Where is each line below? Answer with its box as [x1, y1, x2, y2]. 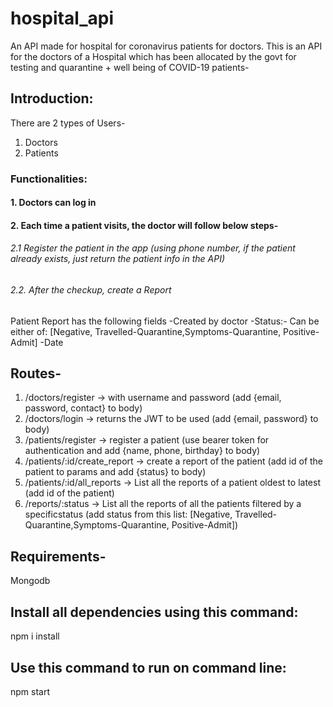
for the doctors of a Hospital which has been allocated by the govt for [10, 50, 297, 62]
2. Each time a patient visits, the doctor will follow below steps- [10, 219, 279, 231]
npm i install [10, 630, 60, 642]
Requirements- [10, 548, 107, 565]
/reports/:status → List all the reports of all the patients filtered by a [24, 498, 302, 510]
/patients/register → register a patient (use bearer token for [24, 434, 270, 446]
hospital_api [10, 7, 115, 30]
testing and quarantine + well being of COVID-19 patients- [10, 61, 250, 73]
